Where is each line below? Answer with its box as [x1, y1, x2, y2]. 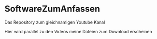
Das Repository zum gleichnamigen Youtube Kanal [4, 19, 105, 25]
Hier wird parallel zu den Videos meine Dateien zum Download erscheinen [4, 28, 153, 34]
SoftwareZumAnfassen [4, 3, 100, 14]
